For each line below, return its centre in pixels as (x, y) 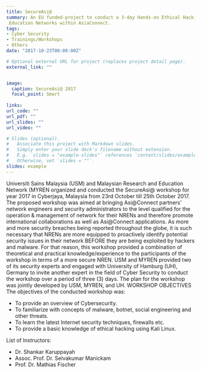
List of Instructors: (29, 340)
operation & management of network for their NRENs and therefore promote (100, 215)
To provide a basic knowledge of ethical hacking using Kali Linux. (95, 328)
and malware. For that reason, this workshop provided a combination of (94, 247)
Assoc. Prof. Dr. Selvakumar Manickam (63, 358)
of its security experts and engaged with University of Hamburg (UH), (92, 266)
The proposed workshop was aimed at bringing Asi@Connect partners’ (94, 202)
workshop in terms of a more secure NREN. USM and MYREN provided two (99, 260)
